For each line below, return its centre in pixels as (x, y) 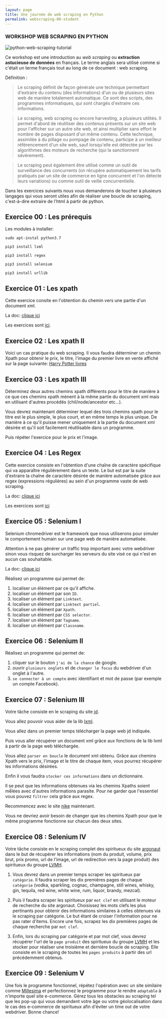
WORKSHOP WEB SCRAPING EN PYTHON (57, 36)
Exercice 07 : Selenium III (45, 700)
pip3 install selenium (29, 264)
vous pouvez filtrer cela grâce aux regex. (50, 796)
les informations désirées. (32, 766)
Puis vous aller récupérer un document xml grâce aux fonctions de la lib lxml (84, 741)
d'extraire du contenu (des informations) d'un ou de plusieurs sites (86, 92)
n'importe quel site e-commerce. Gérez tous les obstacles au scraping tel (81, 996)
